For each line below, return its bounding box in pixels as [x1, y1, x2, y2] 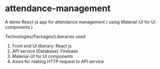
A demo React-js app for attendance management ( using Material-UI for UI [5, 19, 156, 25]
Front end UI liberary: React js [12, 43, 72, 49]
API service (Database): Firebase [12, 48, 79, 54]
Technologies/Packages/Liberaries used [5, 34, 86, 39]
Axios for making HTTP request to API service [12, 58, 104, 64]
